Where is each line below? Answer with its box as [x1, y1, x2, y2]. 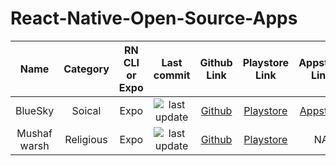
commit [153, 68, 191, 82]
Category [63, 62, 110, 76]
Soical [71, 103, 102, 117]
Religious [64, 132, 108, 146]
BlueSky [15, 103, 55, 117]
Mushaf [16, 126, 53, 140]
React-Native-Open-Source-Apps [10, 7, 298, 30]
